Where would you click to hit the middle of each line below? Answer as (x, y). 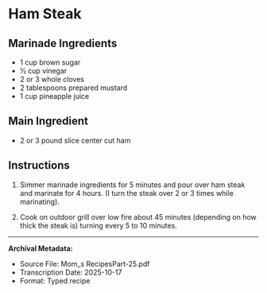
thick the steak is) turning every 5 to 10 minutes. (98, 225)
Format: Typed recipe (55, 280)
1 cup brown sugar (50, 62)
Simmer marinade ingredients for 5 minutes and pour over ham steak (132, 185)
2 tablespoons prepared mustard (74, 88)
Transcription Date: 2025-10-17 (71, 272)
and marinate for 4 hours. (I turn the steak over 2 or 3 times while (127, 193)
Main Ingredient (48, 121)
